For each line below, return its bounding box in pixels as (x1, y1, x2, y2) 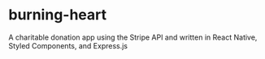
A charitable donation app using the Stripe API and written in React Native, (8, 32, 258, 42)
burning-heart (8, 6, 107, 24)
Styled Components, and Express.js (8, 40, 128, 50)
